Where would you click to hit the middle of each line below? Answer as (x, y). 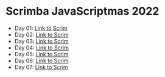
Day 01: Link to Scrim (41, 28)
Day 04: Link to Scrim (42, 48)
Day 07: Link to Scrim (41, 67)
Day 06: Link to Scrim (41, 61)
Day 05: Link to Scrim (41, 54)
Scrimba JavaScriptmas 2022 (82, 11)
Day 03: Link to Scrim (41, 41)
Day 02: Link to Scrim (41, 34)
